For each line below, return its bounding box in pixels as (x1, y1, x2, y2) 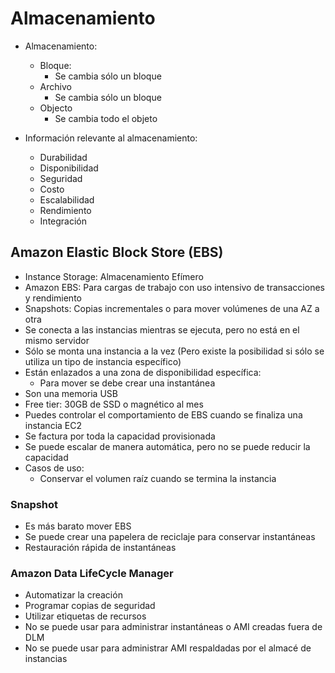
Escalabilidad (39, 193, 95, 206)
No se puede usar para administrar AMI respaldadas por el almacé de (24, 642, 312, 654)
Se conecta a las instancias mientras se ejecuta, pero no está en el (24, 323, 300, 336)
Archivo (39, 80, 72, 92)
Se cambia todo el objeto (54, 112, 158, 124)
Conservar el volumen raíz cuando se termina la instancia (39, 472, 277, 484)
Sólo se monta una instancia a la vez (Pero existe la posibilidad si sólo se (24, 345, 325, 357)
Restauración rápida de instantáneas (24, 542, 177, 554)
